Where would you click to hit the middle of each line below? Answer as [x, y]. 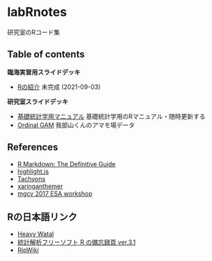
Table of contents [46, 54]
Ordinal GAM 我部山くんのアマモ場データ [76, 125]
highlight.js [33, 171]
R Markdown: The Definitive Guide [66, 164]
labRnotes [37, 12]
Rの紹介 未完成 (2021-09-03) [59, 87]
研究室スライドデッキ [38, 101]
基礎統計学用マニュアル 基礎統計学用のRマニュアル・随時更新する [111, 116]
